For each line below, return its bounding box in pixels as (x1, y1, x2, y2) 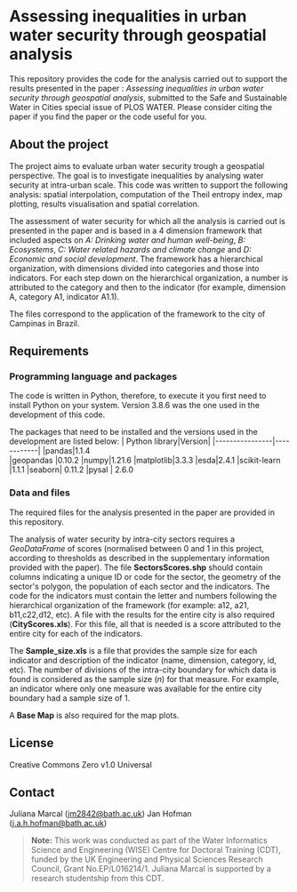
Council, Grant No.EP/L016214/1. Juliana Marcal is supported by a (30, 864, 271, 874)
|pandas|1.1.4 (43, 446, 91, 456)
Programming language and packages (9, 371, 178, 383)
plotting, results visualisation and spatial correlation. (9, 198, 200, 209)
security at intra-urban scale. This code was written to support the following (9, 180, 289, 190)
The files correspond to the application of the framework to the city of (9, 309, 266, 319)
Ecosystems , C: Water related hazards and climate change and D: (9, 244, 252, 254)
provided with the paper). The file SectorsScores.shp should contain (9, 562, 263, 573)
